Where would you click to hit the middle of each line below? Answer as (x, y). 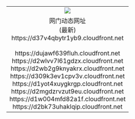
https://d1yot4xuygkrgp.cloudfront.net (67, 84)
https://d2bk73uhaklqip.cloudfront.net (68, 106)
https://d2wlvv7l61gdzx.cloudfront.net (67, 60)
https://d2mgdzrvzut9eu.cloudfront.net (67, 91)
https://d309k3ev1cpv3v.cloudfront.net (67, 76)
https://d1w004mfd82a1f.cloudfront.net (68, 99)
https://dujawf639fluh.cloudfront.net (67, 53)
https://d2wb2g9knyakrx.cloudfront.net (67, 68)
